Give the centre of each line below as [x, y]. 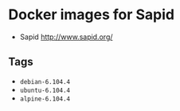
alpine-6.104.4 [45, 99]
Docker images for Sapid [92, 15]
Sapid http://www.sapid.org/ [66, 37]
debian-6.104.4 [45, 81]
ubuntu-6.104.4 [45, 90]
